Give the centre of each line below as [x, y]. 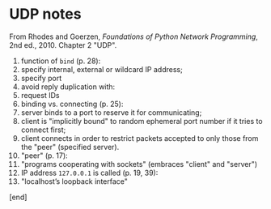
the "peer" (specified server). [70, 147]
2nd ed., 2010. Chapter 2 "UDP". [63, 45]
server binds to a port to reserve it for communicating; [111, 112]
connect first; [43, 130]
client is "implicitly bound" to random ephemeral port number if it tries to [142, 121]
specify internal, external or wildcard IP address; [102, 69]
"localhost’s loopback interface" [74, 181]
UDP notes [45, 14]
